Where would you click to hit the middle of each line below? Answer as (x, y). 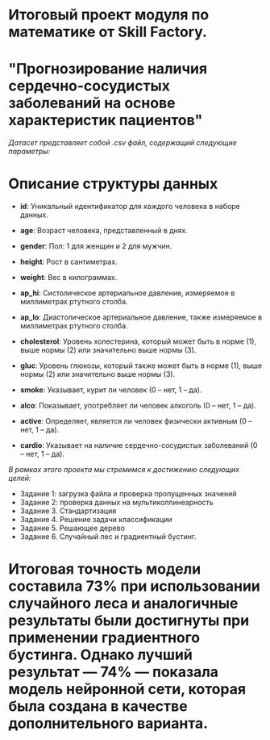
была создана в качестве (98, 707)
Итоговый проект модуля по (109, 15)
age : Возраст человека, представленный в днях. (104, 231)
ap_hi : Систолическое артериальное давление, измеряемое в (127, 293)
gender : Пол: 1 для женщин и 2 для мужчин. (96, 246)
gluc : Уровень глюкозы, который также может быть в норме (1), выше (141, 366)
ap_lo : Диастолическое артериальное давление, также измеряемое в (141, 317)
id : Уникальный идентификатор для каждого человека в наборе (130, 207)
